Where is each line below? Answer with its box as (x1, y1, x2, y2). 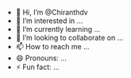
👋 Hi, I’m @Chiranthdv (15, 8, 89, 17)
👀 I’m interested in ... (15, 16, 83, 25)
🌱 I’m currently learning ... (15, 25, 101, 33)
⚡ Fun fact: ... (15, 62, 60, 72)
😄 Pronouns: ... (15, 53, 67, 63)
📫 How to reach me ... (15, 42, 90, 51)
